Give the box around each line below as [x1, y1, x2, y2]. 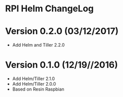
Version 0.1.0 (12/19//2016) [5, 59, 118, 71]
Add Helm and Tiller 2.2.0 [12, 42, 65, 48]
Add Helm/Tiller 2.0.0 [12, 81, 56, 87]
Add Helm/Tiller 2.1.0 [12, 76, 55, 82]
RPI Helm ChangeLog [5, 3, 94, 14]
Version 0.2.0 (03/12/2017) [5, 26, 119, 37]
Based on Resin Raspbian [12, 86, 64, 92]
